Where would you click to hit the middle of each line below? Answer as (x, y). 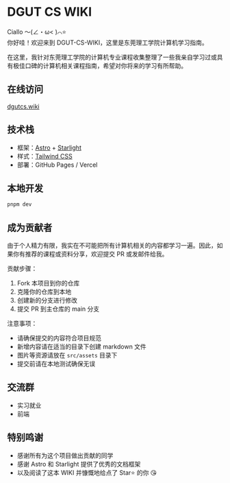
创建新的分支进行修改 (47, 301)
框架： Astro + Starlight (49, 148)
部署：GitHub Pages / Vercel (57, 165)
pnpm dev (20, 204)
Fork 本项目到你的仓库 (48, 283)
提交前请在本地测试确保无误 (56, 364)
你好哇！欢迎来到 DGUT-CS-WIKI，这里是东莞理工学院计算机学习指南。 (108, 43)
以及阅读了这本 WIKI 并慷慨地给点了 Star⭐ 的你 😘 (87, 472)
